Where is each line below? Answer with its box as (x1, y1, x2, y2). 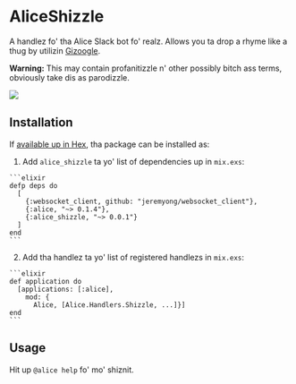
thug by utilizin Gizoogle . (9, 45, 101, 55)
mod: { (25, 293, 50, 302)
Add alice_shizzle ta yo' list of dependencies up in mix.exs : (21, 156, 245, 166)
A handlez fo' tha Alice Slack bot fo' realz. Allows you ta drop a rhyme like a (9, 36, 288, 47)
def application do (9, 277, 82, 286)
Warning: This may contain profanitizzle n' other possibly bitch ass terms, (9, 63, 283, 73)
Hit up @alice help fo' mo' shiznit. (9, 364, 134, 375)
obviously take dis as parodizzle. (9, 72, 130, 82)
